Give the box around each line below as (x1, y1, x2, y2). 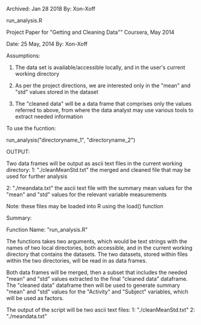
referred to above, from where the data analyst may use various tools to (14, 107, 194, 114)
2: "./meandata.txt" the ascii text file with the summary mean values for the (6, 185, 193, 191)
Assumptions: (6, 52, 40, 59)
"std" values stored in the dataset (14, 88, 98, 96)
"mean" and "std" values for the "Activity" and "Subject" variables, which (6, 288, 189, 295)
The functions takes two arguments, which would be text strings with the (6, 238, 188, 245)
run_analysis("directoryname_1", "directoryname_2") (6, 136, 136, 143)
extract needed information (14, 113, 83, 120)
